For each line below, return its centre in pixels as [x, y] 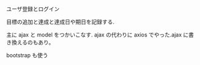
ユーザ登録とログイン [33, 9]
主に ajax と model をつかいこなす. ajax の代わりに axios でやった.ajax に [98, 35]
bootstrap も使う [27, 55]
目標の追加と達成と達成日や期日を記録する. [60, 22]
